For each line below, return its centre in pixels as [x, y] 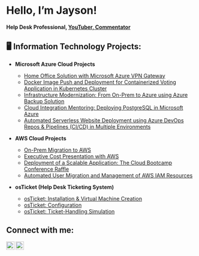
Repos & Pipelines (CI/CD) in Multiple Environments [87, 127]
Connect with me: [40, 231]
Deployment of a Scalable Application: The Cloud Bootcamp [98, 162]
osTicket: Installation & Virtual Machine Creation [83, 198]
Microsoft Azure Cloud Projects [55, 64]
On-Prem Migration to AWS [58, 150]
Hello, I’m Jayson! [52, 10]
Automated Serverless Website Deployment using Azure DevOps [104, 120]
